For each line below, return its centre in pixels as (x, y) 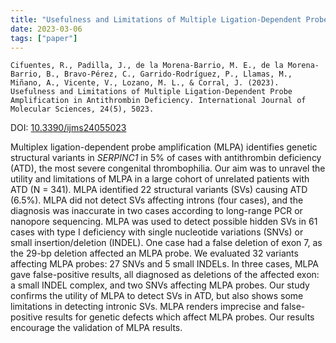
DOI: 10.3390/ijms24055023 (68, 128)
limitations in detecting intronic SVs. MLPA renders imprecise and (145, 307)
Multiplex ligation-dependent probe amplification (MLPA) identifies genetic (164, 147)
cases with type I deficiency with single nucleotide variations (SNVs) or (157, 232)
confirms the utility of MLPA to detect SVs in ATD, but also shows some (157, 296)
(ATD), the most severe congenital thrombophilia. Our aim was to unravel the (168, 168)
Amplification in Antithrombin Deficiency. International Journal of (158, 101)
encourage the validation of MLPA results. (96, 328)
